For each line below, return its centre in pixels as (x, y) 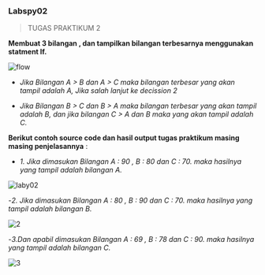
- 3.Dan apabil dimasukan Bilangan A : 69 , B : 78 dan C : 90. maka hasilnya (131, 240)
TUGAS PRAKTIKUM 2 (64, 28)
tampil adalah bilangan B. (50, 209)
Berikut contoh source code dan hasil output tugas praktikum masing (124, 138)
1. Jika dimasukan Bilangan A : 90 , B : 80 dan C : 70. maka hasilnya (131, 162)
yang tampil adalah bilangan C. (60, 248)
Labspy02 (28, 11)
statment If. (28, 52)
